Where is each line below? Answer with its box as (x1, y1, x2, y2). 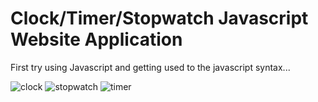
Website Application (10, 28, 183, 51)
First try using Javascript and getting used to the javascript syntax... (10, 61, 291, 73)
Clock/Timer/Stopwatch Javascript (10, 7, 309, 30)
